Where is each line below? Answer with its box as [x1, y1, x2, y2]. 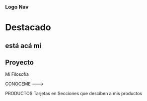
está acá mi [5, 41, 42, 50]
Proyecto [5, 58, 34, 66]
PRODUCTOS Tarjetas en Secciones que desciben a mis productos [5, 91, 143, 97]
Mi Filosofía [5, 71, 29, 77]
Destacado [5, 22, 51, 33]
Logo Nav [5, 3, 29, 10]
